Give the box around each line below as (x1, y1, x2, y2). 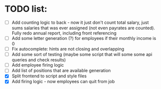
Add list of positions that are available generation (11, 68, 111, 73)
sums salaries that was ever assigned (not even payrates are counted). (11, 25, 155, 31)
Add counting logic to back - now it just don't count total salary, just (11, 19, 149, 25)
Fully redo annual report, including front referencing (11, 30, 117, 36)
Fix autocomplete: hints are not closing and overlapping (11, 46, 125, 52)
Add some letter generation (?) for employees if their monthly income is (11, 36, 157, 41)
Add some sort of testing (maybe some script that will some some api (11, 52, 153, 57)
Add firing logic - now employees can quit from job (11, 79, 115, 85)
